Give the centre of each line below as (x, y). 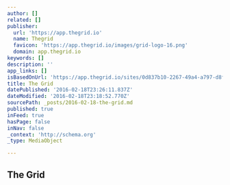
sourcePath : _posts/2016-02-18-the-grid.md (70, 103)
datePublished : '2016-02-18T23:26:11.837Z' (70, 90)
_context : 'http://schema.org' (52, 134)
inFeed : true (26, 115)
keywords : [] (26, 58)
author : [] (23, 13)
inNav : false (26, 128)
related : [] (24, 20)
